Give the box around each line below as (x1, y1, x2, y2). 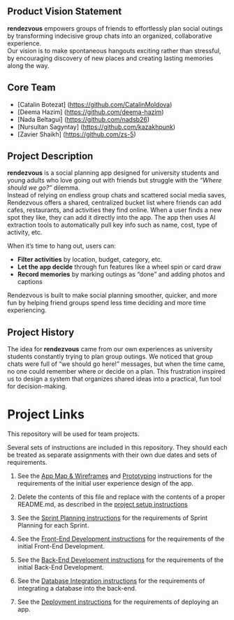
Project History (7, 326, 75, 338)
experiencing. (7, 306, 47, 314)
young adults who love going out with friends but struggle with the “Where (7, 176, 222, 185)
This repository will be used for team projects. (7, 430, 140, 438)
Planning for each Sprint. (17, 521, 89, 530)
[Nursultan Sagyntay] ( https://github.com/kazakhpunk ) (17, 122, 176, 131)
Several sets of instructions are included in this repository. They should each (7, 444, 228, 452)
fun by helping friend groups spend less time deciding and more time (7, 299, 206, 307)
